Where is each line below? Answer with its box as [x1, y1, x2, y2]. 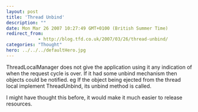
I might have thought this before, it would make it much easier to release [6, 94, 183, 101]
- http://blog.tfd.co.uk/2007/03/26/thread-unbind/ [37, 36, 168, 42]
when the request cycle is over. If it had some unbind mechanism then [6, 69, 177, 77]
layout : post [6, 8, 39, 15]
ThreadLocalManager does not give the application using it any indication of [6, 63, 193, 71]
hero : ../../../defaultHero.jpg [6, 47, 86, 53]
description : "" [6, 20, 46, 25]
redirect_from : [6, 31, 44, 37]
